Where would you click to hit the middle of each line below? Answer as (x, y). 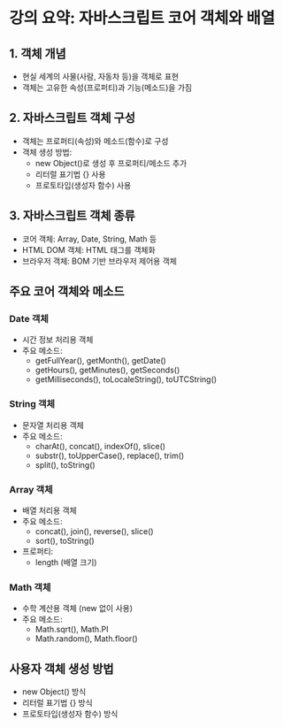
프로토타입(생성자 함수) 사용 (83, 185)
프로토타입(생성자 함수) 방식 (70, 714)
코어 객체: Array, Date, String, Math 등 (89, 239)
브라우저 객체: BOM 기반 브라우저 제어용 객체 (99, 261)
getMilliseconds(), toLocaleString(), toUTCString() (126, 379)
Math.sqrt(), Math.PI (72, 630)
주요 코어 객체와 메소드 (67, 291)
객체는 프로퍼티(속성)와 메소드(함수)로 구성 (95, 141)
